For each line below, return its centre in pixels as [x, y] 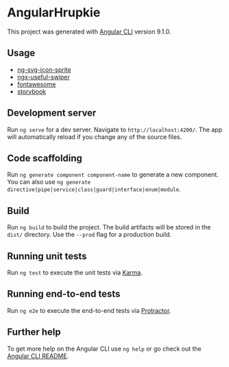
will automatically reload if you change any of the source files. [95, 137]
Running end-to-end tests [64, 294]
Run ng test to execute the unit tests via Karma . [75, 273]
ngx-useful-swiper [43, 77]
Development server [52, 113]
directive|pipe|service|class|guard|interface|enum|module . [94, 189]
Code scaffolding [45, 158]
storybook [32, 91]
